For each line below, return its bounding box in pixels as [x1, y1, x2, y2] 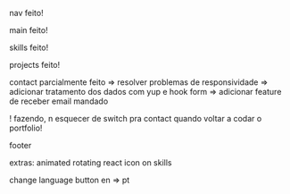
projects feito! [9, 60, 61, 70]
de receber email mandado [9, 96, 109, 106]
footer [9, 140, 32, 150]
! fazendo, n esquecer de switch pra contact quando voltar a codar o [9, 114, 262, 123]
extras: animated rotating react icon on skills [9, 157, 172, 168]
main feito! [9, 25, 48, 35]
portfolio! [9, 122, 43, 133]
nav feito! [9, 8, 44, 18]
